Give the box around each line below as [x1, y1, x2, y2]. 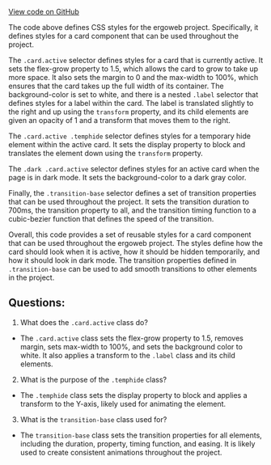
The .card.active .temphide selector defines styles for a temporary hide [8, 131, 251, 141]
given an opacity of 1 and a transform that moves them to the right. [8, 116, 231, 125]
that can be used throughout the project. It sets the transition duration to [8, 197, 249, 206]
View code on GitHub [8, 7, 79, 16]
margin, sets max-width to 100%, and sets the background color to [19, 341, 243, 351]
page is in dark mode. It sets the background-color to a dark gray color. [8, 173, 247, 182]
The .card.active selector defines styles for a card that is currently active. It [8, 56, 264, 65]
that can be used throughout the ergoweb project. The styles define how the [8, 239, 263, 247]
